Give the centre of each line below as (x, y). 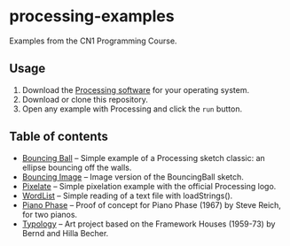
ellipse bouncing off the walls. (77, 167)
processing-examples (92, 16)
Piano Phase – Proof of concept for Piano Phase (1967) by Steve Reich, (152, 204)
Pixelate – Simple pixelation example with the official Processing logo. (149, 186)
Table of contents (59, 137)
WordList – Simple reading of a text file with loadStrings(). (127, 196)
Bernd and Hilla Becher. (65, 233)
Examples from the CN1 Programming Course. (93, 41)
